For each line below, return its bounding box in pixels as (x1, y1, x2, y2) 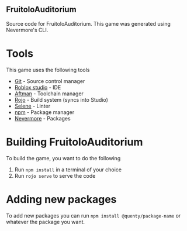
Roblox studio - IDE (14, 84, 61, 91)
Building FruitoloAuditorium (6, 135, 143, 149)
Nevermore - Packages (14, 115, 71, 122)
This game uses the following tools (6, 66, 90, 73)
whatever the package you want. (6, 218, 85, 225)
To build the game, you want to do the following (6, 154, 121, 161)
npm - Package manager (14, 108, 75, 116)
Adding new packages (6, 192, 117, 206)
